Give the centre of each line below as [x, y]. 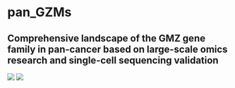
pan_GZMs [40, 12]
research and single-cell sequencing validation [113, 60]
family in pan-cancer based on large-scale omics [117, 49]
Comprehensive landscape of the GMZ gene [107, 38]
